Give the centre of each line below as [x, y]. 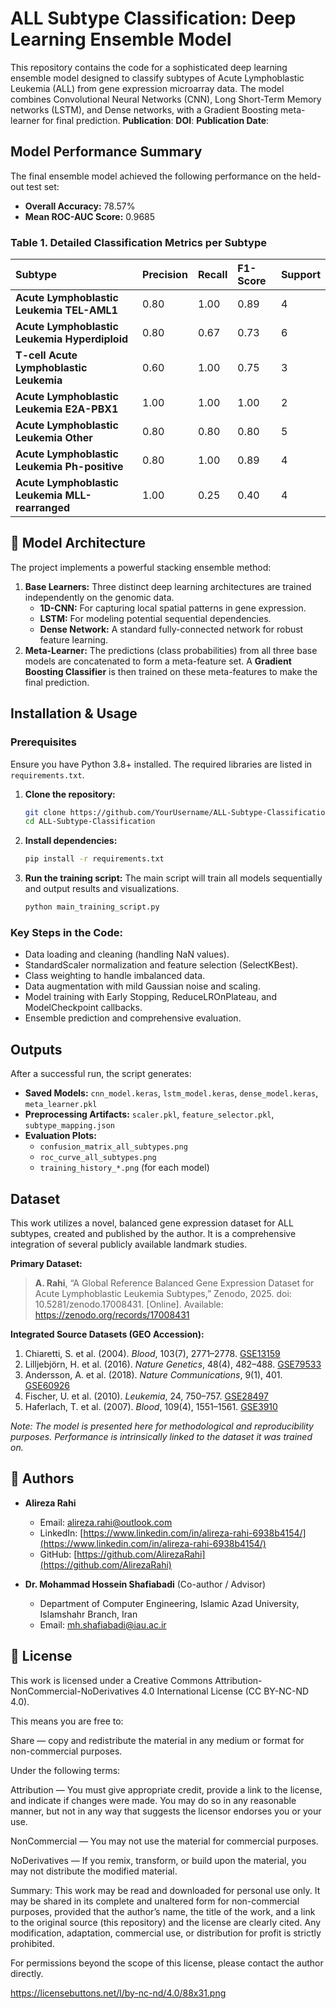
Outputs [36, 1049]
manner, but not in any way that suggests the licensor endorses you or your [166, 1811]
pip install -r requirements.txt [94, 859]
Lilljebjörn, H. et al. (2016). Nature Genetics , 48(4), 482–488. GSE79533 [173, 1364]
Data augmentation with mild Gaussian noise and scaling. [142, 986]
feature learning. [74, 639]
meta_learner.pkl [61, 1105]
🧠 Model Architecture [78, 543]
